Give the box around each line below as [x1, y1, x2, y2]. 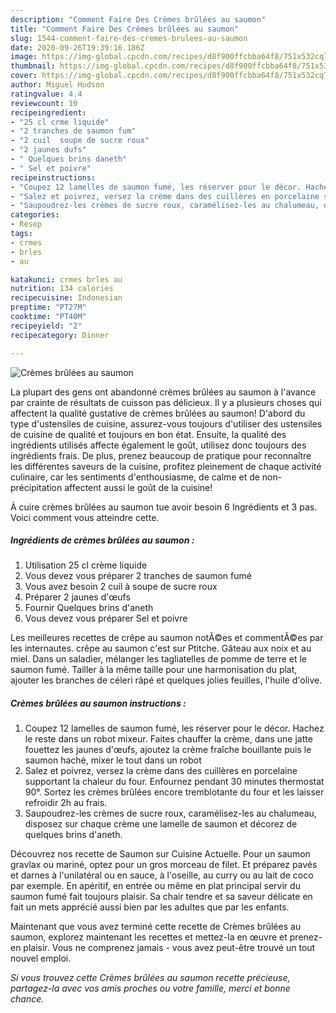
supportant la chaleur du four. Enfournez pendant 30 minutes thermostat [24, 776, 325, 788]
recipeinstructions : [10, 172, 97, 183]
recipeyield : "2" [10, 321, 83, 331]
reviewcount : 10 [10, 98, 78, 108]
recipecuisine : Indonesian [10, 293, 123, 303]
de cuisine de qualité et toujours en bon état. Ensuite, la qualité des [10, 428, 287, 440]
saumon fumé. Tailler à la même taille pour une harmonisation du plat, [10, 664, 298, 676]
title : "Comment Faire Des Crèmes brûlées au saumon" [10, 24, 240, 34]
